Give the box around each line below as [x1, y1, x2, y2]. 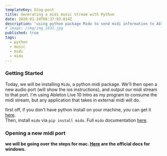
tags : [5, 35, 16, 40]
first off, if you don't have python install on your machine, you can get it [5, 106, 152, 112]
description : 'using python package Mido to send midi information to [5, 21, 155, 26]
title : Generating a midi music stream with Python [5, 12, 114, 17]
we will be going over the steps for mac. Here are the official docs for [5, 141, 150, 147]
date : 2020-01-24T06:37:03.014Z [5, 16, 72, 21]
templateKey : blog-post [5, 7, 55, 12]
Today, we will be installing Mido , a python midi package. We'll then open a [5, 81, 158, 87]
